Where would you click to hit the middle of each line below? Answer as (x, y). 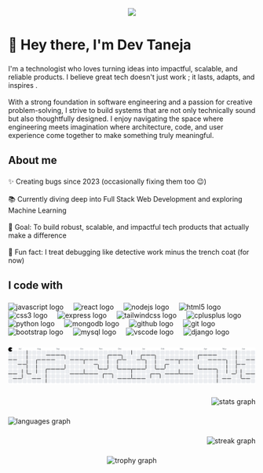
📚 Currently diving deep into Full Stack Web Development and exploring (125, 199)
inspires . (23, 86)
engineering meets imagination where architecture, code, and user (116, 127)
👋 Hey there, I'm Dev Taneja (100, 45)
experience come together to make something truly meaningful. (111, 136)
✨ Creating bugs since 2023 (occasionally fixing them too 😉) (107, 182)
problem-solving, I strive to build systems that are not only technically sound (132, 111)
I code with (36, 285)
